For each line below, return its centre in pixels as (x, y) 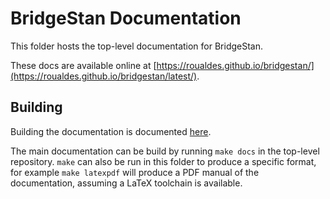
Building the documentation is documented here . (111, 131)
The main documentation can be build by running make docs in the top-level (165, 151)
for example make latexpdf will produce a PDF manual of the (135, 172)
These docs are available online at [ (83, 65)
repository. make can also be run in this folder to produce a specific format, (163, 161)
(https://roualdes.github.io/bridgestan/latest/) (104, 76)
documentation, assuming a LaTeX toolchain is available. (126, 183)
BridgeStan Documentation (126, 18)
